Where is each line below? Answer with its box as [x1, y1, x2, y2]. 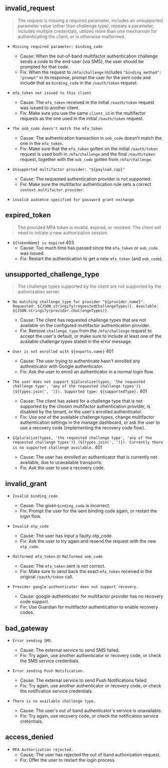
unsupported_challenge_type [5, 270, 99, 279]
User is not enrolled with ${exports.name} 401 [12, 348, 114, 354]
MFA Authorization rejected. [12, 747, 74, 752]
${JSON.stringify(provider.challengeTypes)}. [12, 308, 109, 313]
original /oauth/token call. [20, 574, 74, 580]
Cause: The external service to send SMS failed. [20, 647, 120, 653]
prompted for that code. [20, 63, 70, 70]
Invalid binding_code [12, 494, 58, 499]
